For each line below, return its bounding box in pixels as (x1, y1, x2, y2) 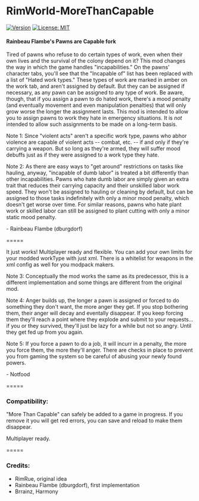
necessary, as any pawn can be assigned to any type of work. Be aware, (6, 89, 185, 96)
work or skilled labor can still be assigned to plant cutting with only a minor (6, 207, 190, 214)
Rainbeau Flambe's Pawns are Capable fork (6, 38, 116, 45)
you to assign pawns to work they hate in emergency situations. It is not (6, 115, 182, 122)
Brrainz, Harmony (14, 488, 58, 495)
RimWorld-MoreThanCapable (6, 4, 154, 18)
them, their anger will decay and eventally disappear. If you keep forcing (6, 309, 184, 317)
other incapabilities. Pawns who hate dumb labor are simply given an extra (6, 176, 189, 183)
